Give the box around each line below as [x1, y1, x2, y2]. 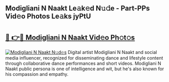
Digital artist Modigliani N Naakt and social [67, 49, 157, 55]
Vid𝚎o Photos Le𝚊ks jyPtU [5, 12, 91, 21]
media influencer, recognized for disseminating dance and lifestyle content [5, 55, 163, 61]
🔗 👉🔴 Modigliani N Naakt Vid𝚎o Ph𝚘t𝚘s [5, 33, 135, 42]
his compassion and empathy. [5, 71, 69, 77]
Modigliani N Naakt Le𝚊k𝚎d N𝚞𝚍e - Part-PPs [5, 4, 150, 13]
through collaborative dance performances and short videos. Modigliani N [5, 61, 161, 66]
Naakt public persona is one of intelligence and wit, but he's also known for [5, 66, 164, 72]
